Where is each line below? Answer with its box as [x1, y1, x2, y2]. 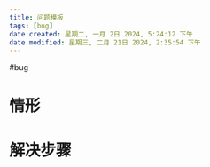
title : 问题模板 [9, 12, 64, 22]
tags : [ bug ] [9, 21, 53, 30]
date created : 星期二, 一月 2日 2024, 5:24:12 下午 [9, 29, 193, 38]
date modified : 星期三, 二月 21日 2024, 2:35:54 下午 [9, 37, 201, 47]
